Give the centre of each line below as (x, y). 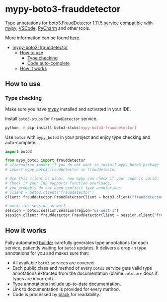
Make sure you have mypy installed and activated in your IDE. (68, 109)
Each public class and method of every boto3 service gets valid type (82, 268)
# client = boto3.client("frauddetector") (50, 192)
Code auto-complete (48, 63)
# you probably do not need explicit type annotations (63, 188)
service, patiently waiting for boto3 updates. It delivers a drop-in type (76, 248)
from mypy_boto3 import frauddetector (45, 160)
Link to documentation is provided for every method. (66, 289)
